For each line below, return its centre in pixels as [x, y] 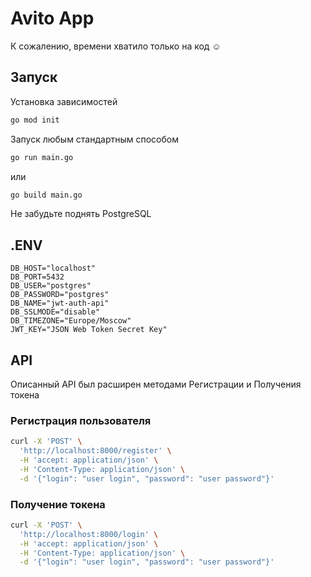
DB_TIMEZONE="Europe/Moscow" [71, 321]
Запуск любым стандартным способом [94, 139]
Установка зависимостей [64, 101]
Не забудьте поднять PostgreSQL [81, 214]
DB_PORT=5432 [37, 277]
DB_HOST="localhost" [53, 268]
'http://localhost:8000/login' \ [89, 534]
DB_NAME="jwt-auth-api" [60, 303]
